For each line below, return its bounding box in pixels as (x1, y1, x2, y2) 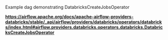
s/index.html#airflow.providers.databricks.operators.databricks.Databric (5, 24, 163, 30)
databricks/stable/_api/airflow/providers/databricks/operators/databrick (5, 19, 162, 25)
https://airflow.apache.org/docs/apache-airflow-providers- (5, 14, 134, 19)
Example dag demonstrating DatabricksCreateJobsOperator (5, 4, 130, 10)
